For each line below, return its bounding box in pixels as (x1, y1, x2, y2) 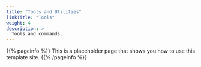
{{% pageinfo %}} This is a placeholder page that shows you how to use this (6, 47, 196, 54)
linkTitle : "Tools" (6, 14, 55, 20)
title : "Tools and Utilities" (6, 8, 82, 15)
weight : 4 (6, 20, 31, 26)
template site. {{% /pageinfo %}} (6, 54, 88, 61)
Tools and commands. (11, 31, 63, 37)
